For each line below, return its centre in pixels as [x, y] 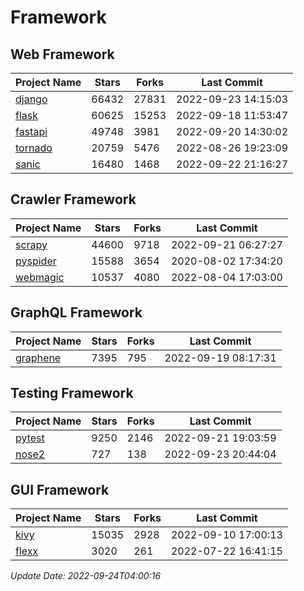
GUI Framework [60, 489]
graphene [38, 358]
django [31, 99]
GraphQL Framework [76, 312]
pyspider [36, 261]
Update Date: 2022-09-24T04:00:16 [86, 576]
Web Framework [62, 54]
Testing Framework [72, 393]
